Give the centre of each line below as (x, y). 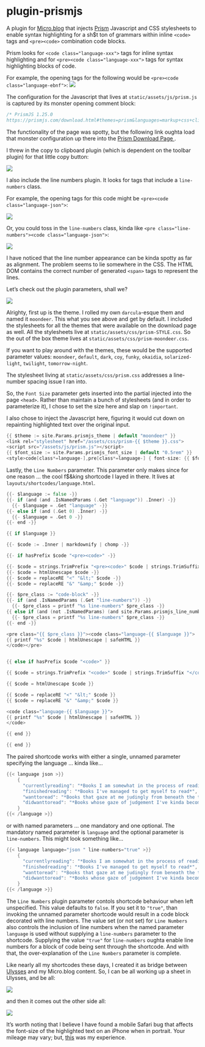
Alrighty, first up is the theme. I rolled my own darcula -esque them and (95, 312)
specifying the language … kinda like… (55, 763)
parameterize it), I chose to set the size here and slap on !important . (92, 406)
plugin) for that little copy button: (48, 156)
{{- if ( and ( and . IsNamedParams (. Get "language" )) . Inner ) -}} (91, 500)
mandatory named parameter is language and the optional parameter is (95, 832)
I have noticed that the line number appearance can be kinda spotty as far (99, 258)
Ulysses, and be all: (31, 978)
